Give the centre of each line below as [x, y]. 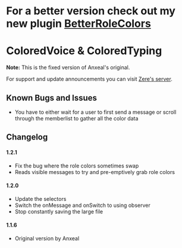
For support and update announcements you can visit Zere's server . [89, 79]
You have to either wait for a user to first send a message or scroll [95, 112]
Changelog [27, 137]
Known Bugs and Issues [51, 97]
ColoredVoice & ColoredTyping [84, 51]
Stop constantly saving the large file [59, 211]
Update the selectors [40, 199]
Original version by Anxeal [47, 238]
